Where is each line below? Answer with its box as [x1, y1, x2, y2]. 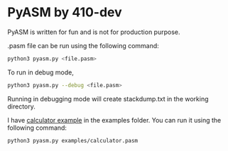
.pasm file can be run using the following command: [7, 41, 160, 50]
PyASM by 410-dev [7, 4, 122, 21]
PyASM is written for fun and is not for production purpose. [7, 28, 180, 36]
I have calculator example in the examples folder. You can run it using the [7, 116, 222, 124]
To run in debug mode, [7, 68, 75, 77]
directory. [7, 102, 36, 111]
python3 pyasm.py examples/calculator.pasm [7, 137, 139, 144]
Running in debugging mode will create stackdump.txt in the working [7, 94, 209, 103]
